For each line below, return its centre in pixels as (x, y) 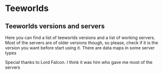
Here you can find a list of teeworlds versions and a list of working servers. (80, 37)
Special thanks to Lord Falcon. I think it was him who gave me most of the (79, 62)
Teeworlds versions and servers (55, 26)
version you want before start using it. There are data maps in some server (80, 48)
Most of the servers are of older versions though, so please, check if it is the (81, 43)
